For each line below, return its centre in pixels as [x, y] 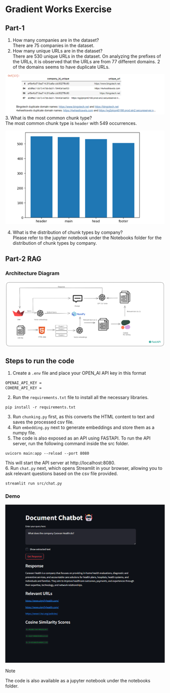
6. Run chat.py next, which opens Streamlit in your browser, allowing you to [84, 468]
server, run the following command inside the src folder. [71, 444]
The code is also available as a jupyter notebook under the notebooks [78, 680]
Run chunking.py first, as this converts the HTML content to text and [83, 417]
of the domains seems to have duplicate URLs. [61, 67]
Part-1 [15, 28]
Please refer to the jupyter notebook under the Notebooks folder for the [87, 237]
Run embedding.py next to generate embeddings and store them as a [83, 427]
